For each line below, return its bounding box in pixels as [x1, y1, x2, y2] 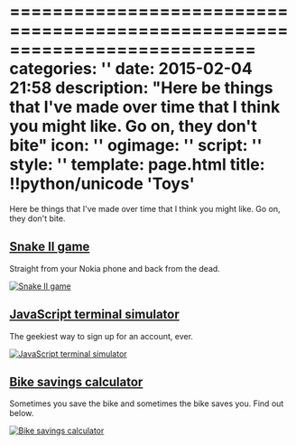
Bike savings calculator [9, 374, 143, 389]
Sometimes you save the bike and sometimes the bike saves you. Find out [9, 398, 284, 409]
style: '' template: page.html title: [9, 154, 265, 175]
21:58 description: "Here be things [9, 78, 273, 98]
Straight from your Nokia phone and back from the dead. [9, 263, 221, 273]
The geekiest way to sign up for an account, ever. [9, 330, 194, 341]
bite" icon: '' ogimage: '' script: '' [9, 135, 264, 156]
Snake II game [9, 239, 90, 255]
